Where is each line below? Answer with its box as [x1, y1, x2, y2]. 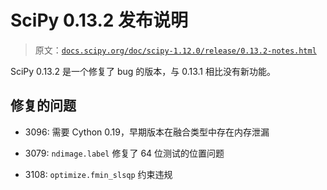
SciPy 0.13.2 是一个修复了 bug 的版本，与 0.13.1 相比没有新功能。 [10, 65, 276, 77]
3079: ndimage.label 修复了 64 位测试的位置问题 [24, 147, 225, 159]
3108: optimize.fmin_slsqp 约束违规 [24, 168, 173, 180]
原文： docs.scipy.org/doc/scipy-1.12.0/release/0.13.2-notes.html [34, 44, 317, 56]
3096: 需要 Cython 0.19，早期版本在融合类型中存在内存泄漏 [24, 126, 270, 138]
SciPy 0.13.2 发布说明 [10, 9, 189, 32]
